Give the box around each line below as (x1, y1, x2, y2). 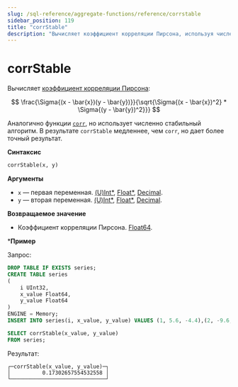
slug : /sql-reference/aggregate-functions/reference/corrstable (7, 10, 201, 18)
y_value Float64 (20, 297, 69, 305)
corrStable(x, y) (7, 162, 59, 169)
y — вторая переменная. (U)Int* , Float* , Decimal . (17, 196, 163, 204)
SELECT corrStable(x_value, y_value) (7, 330, 119, 337)
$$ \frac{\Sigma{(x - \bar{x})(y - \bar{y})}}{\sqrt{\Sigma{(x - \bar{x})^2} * (11, 98, 227, 106)
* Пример (7, 237, 36, 245)
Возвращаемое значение (7, 210, 86, 218)
